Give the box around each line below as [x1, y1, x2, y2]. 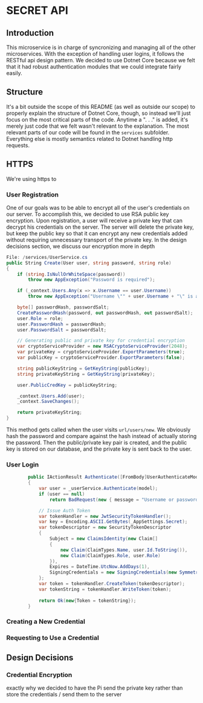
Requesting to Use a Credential [6, 633, 100, 642]
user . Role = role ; [17, 315, 63, 321]
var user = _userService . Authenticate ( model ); [38, 485, 158, 492]
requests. [6, 142, 30, 149]
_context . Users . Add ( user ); [17, 393, 85, 399]
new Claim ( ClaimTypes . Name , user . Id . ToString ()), [60, 547, 188, 553]
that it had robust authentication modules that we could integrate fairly [6, 63, 182, 70]
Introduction [6, 28, 54, 38]
